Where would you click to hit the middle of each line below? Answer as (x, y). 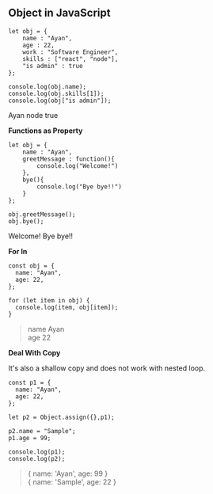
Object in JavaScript (59, 13)
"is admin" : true (53, 66)
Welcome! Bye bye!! (41, 236)
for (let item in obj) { (49, 300)
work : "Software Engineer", (70, 52)
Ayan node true (33, 115)
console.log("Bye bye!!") (80, 186)
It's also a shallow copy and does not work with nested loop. (107, 368)
